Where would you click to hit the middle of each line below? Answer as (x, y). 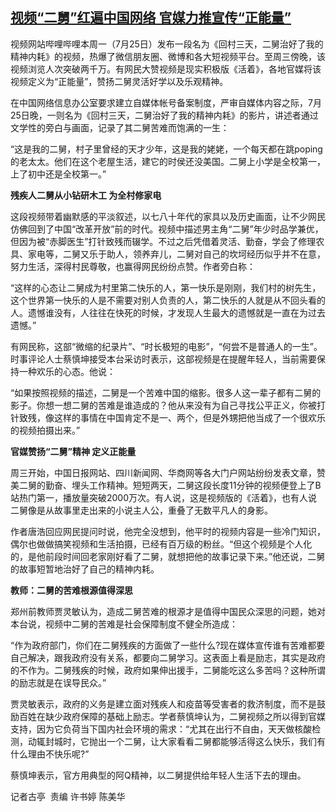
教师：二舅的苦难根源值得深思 (71, 590)
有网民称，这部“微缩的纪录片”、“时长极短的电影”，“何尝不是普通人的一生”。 (166, 346)
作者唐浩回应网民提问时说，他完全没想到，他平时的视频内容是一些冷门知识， (168, 531)
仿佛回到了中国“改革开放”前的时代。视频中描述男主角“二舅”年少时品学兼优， (167, 229)
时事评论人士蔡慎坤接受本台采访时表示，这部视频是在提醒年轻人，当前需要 (163, 359)
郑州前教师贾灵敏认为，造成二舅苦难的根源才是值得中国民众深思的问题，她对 (168, 611)
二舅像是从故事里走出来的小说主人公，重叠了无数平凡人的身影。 (141, 510)
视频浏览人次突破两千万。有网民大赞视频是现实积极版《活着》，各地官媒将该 (166, 69)
